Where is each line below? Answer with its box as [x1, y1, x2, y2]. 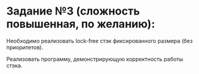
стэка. [6, 62, 23, 69]
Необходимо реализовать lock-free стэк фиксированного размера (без [6, 37, 193, 44]
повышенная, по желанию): [6, 17, 156, 31]
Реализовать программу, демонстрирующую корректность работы [6, 55, 183, 62]
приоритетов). [6, 44, 44, 51]
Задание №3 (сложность [6, 4, 140, 18]
